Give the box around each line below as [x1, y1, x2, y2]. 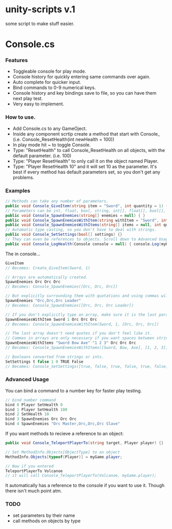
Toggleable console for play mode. [12, 68, 87, 75]
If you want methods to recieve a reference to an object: [5, 431, 124, 437]
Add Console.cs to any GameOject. [12, 125, 87, 131]
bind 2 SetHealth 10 [5, 412, 50, 417]
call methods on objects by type [12, 518, 81, 524]
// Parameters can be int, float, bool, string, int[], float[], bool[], [5, 208, 166, 213]
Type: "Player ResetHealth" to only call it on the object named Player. [12, 158, 159, 164]
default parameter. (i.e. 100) [12, 152, 72, 159]
